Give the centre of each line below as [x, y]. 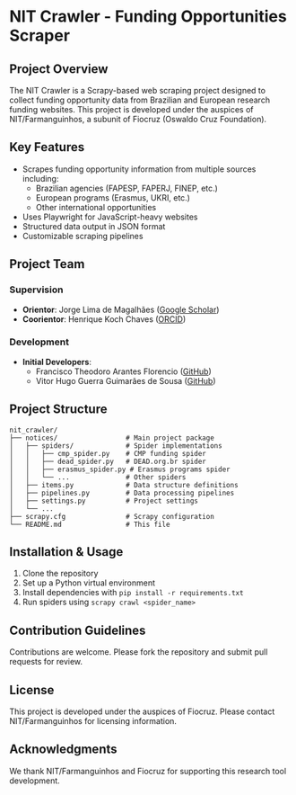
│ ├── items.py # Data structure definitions [124, 485]
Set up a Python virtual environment [88, 583]
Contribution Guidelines [78, 630]
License [32, 690]
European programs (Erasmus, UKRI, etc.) [113, 197]
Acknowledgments [64, 750]
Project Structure [58, 410]
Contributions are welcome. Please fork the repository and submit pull [139, 652]
